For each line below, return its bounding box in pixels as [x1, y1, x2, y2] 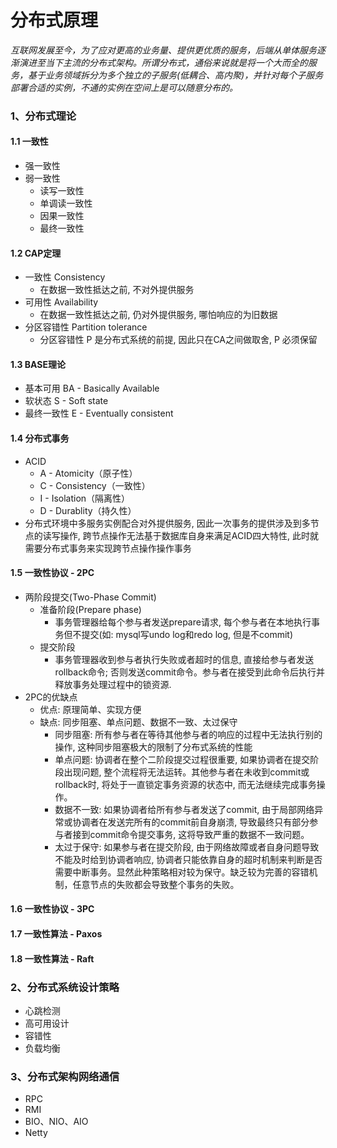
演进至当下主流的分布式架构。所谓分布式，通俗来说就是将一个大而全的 [18, 56, 308, 68]
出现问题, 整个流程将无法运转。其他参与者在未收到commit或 [63, 766, 310, 778]
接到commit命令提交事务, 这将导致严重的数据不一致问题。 [72, 828, 310, 840]
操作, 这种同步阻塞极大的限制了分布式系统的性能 [54, 741, 253, 753]
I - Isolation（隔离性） [39, 492, 131, 504]
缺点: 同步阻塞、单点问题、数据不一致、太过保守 [39, 716, 238, 728]
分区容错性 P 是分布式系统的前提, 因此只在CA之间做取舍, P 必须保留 [39, 334, 318, 346]
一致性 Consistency [24, 271, 106, 283]
